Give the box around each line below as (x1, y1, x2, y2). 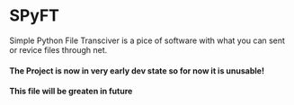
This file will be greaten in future (9, 86, 133, 97)
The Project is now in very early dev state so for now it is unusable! (9, 65, 265, 76)
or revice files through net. (9, 44, 108, 55)
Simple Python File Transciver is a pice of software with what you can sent (9, 35, 286, 46)
